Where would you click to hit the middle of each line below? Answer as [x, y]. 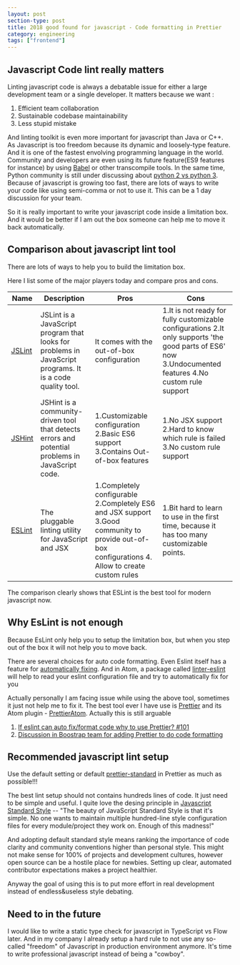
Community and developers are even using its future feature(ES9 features [116, 160]
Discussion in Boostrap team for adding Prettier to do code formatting [120, 734]
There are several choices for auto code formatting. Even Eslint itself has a [117, 661]
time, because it [189, 525]
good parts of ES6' [194, 346]
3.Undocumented [192, 364]
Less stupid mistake [47, 123]
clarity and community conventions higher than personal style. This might [116, 847]
